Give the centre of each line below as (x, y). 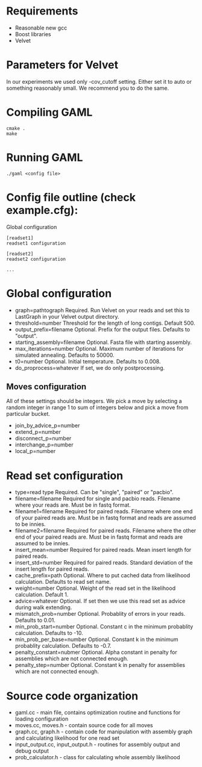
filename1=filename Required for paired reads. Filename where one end (104, 512)
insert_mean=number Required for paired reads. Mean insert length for (103, 550)
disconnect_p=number (43, 439)
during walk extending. (43, 607)
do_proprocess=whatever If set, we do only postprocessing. (90, 368)
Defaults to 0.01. (35, 620)
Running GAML (45, 157)
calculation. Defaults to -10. (49, 633)
